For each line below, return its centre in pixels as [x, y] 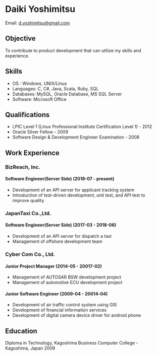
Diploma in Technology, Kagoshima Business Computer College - [72, 343]
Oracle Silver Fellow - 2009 [40, 132]
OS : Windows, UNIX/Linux [40, 83]
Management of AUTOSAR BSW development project [67, 277]
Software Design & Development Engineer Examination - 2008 [76, 137]
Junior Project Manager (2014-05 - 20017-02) [53, 266]
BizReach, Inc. [23, 167]
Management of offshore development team [57, 241]
